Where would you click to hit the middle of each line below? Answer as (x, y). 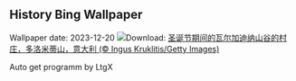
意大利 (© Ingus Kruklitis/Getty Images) (146, 49)
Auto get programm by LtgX (61, 67)
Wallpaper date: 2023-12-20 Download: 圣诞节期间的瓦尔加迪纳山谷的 (144, 37)
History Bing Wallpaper (76, 15)
